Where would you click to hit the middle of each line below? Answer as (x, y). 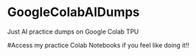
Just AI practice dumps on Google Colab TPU (73, 31)
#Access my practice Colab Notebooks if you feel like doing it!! (98, 45)
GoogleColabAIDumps (74, 12)
